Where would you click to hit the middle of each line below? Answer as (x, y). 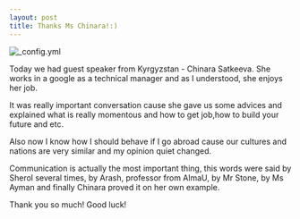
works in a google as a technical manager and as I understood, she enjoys (146, 78)
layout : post (34, 17)
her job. (24, 88)
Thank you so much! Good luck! (68, 204)
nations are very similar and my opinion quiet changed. (111, 151)
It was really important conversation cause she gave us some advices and (146, 105)
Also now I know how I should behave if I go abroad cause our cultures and (148, 141)
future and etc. (37, 124)
